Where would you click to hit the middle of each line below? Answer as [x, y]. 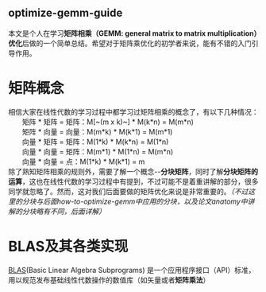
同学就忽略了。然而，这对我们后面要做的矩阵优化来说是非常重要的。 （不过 [128, 191]
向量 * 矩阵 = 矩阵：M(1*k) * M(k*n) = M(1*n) [96, 142]
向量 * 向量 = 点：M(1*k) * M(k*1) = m [84, 162]
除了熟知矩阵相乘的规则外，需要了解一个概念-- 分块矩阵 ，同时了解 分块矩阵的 [133, 171]
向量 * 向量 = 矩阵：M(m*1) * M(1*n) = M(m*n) [98, 151]
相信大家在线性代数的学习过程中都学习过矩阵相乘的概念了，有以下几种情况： [133, 111]
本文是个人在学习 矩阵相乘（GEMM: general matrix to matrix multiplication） [133, 33]
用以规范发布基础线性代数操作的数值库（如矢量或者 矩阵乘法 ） [109, 280]
